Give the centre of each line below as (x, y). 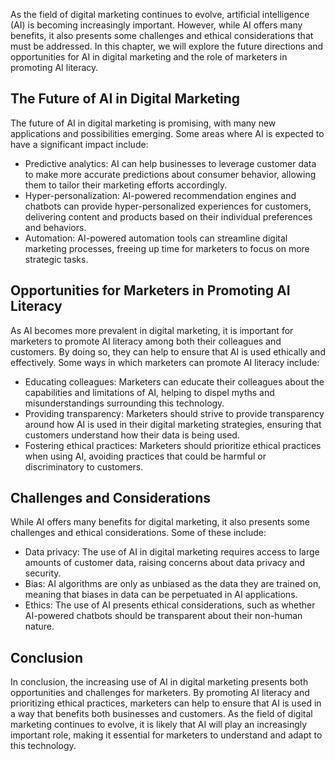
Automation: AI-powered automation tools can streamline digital (156, 238)
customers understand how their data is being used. (132, 435)
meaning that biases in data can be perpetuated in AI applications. (161, 595)
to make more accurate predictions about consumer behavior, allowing (170, 174)
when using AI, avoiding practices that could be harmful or (145, 456)
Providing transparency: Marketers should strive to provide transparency (174, 413)
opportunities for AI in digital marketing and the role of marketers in (149, 57)
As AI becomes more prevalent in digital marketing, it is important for (152, 330)
